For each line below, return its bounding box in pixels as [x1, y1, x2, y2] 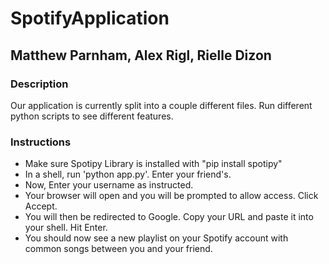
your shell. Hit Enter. [24, 222, 108, 234]
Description [10, 77, 69, 91]
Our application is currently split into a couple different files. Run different [10, 99, 313, 111]
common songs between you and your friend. [24, 243, 213, 255]
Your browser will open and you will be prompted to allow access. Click [24, 190, 319, 202]
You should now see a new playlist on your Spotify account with [24, 232, 289, 244]
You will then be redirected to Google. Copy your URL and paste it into [24, 211, 314, 223]
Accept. [24, 200, 58, 212]
